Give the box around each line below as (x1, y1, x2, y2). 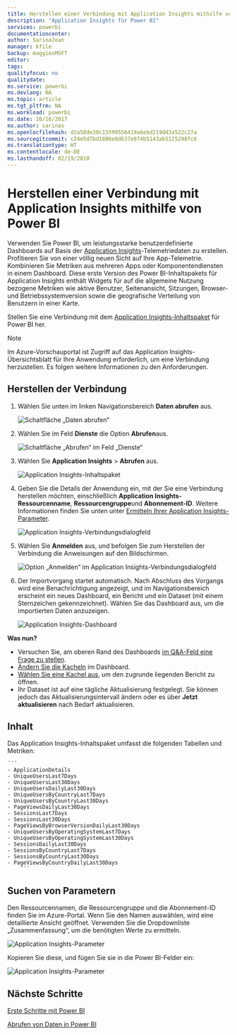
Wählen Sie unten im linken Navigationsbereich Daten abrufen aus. (17, 402, 213, 410)
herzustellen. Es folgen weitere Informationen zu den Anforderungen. (7, 362, 209, 371)
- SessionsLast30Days (7, 816, 71, 824)
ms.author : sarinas (7, 122, 65, 129)
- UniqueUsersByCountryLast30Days (7, 797, 109, 805)
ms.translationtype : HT (7, 142, 78, 149)
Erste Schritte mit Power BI (7, 1007, 85, 1015)
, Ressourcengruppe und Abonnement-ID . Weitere (70, 499, 219, 508)
